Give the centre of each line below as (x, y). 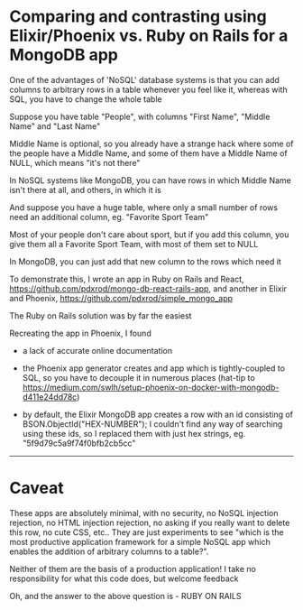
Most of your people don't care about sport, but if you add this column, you (149, 234)
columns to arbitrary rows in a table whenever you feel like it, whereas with (148, 89)
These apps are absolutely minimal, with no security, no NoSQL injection (144, 513)
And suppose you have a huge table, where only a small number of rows (143, 207)
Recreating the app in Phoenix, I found (80, 333)
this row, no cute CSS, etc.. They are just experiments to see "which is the (147, 532)
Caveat (37, 488)
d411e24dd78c (50, 397)
